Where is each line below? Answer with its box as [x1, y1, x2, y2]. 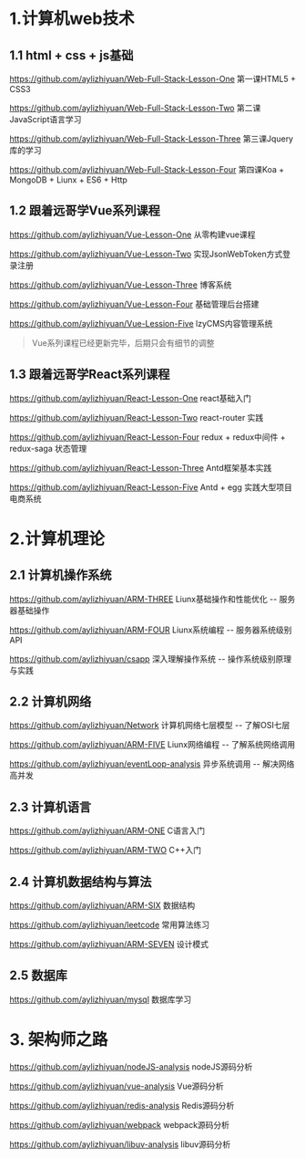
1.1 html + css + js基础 [9, 47, 134, 63]
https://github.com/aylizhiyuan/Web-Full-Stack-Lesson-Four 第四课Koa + [9, 164, 285, 174]
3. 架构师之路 [9, 1029, 108, 1050]
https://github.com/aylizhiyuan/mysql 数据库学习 [9, 994, 192, 1005]
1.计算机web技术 [9, 8, 135, 29]
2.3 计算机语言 [9, 799, 92, 815]
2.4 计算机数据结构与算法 [9, 873, 152, 890]
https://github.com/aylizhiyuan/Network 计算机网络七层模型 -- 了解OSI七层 [9, 720, 290, 731]
